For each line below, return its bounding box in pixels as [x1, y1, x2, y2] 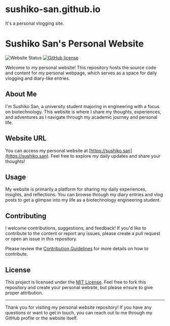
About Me [5, 90, 37, 99]
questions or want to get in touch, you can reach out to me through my [5, 309, 153, 315]
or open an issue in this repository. [5, 236, 77, 242]
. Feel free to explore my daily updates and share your [48, 153, 161, 159]
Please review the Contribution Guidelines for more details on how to [5, 246, 149, 252]
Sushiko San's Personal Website [5, 38, 144, 50]
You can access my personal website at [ [5, 148, 91, 154]
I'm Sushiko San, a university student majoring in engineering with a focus [5, 103, 160, 109]
